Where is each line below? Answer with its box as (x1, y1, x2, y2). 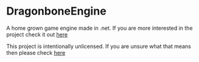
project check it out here (6, 30, 68, 38)
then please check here (6, 49, 66, 56)
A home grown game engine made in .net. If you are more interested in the (6, 24, 193, 32)
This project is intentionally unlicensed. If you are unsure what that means (6, 43, 192, 50)
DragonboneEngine (6, 4, 106, 18)
